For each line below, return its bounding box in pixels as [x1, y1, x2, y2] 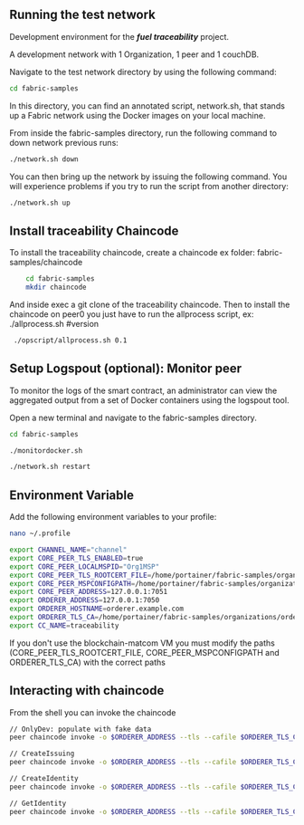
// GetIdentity [9, 799, 67, 808]
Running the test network [9, 7, 156, 23]
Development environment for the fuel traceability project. [9, 31, 229, 42]
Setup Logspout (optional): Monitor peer [9, 361, 242, 377]
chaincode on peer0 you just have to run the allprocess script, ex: [9, 309, 254, 320]
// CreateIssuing [9, 749, 75, 759]
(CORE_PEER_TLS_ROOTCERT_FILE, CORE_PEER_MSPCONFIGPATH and [9, 647, 280, 657]
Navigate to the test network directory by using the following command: [9, 66, 278, 77]
